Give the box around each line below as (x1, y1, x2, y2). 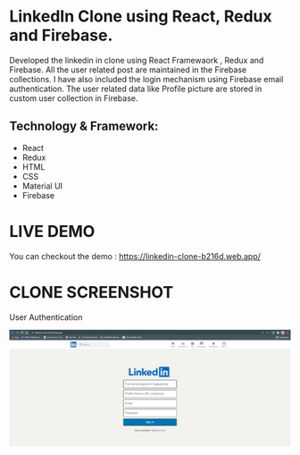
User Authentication (9, 311, 83, 323)
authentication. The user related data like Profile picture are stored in (9, 83, 262, 94)
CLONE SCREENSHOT (9, 282, 174, 302)
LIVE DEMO (9, 221, 96, 241)
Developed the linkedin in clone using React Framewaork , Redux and (9, 55, 264, 65)
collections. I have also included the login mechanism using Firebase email (9, 73, 284, 84)
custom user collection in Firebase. (9, 92, 138, 104)
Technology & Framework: (9, 119, 159, 134)
